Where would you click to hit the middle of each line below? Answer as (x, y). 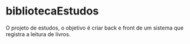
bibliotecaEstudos (52, 11)
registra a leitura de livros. (38, 34)
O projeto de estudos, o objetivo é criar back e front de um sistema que (95, 28)
